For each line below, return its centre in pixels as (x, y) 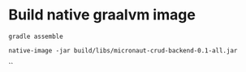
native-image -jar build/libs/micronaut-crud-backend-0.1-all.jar (123, 50)
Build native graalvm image (102, 15)
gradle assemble (36, 36)
